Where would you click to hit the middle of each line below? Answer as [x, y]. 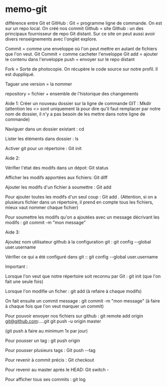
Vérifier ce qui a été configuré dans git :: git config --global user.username [82, 256]
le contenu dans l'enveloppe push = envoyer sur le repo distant [70, 59]
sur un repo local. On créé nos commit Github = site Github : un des [74, 28]
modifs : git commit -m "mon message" [46, 222]
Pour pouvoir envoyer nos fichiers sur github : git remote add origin [74, 315]
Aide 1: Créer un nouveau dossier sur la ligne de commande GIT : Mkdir [78, 103]
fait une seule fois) [24, 281]
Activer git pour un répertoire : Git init [43, 148]
